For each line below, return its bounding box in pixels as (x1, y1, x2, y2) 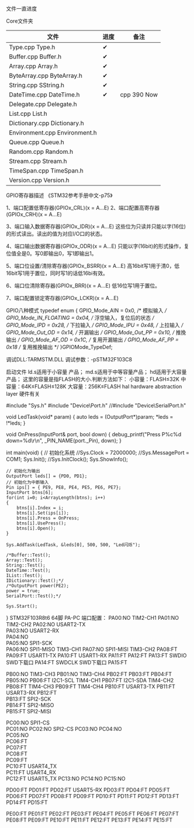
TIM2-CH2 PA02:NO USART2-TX (6, 621, 86, 627)
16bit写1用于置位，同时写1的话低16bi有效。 (6, 270, 108, 277)
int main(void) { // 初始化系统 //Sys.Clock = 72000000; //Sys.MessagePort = (6, 449, 190, 456)
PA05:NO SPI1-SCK (6, 640, 53, 646)
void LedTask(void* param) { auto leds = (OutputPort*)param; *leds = (6, 413, 174, 420)
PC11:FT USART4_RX (6, 769, 57, 776)
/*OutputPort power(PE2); (6, 583, 69, 589)
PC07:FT (6, 744, 27, 751)
